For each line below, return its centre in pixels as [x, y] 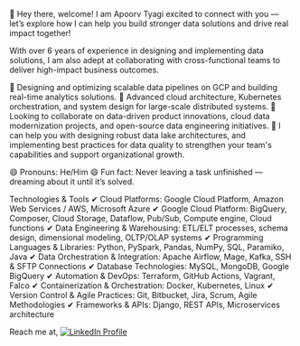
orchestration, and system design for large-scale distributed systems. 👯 [143, 107]
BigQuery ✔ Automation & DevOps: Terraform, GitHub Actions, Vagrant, [142, 276]
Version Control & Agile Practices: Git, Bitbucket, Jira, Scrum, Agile [133, 295]
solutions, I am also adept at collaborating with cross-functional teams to [145, 60]
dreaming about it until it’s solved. [72, 182]
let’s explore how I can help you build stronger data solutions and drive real [149, 23]
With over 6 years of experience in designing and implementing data [137, 51]
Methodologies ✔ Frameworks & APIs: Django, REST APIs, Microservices [145, 304]
